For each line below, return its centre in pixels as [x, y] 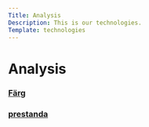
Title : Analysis [35, 15]
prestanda [28, 114]
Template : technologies [47, 30]
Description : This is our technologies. [75, 23]
